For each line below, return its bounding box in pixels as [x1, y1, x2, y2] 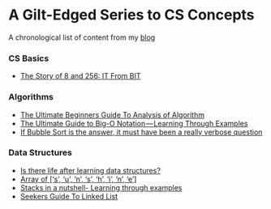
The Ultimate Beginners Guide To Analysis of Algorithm [19, 109, 205, 119]
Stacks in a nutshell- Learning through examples [19, 182, 183, 192]
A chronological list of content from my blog [8, 32, 156, 42]
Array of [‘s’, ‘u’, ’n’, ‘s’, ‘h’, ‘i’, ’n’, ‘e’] [19, 174, 137, 184]
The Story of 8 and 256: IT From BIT [19, 71, 141, 81]
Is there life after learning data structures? [19, 165, 161, 175]
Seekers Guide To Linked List [19, 191, 118, 201]
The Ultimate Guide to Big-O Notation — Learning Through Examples [19, 118, 248, 128]
